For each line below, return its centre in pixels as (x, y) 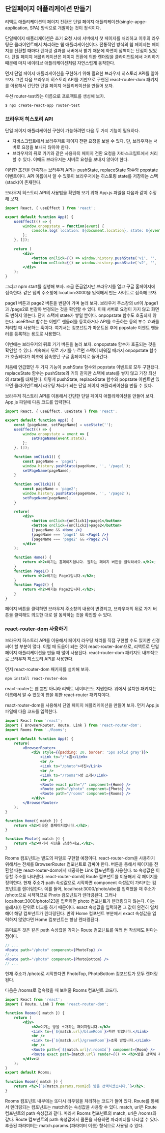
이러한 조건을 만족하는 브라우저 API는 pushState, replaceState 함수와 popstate (82, 170)
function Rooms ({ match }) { (35, 1013)
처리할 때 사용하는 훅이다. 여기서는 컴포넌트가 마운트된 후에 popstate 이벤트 (78, 328)
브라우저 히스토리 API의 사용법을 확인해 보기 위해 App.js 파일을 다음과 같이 (76, 192)
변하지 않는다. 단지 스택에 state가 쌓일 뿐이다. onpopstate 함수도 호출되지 (81, 315)
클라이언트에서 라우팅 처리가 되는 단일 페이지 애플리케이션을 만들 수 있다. (83, 386)
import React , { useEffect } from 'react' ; (50, 208)
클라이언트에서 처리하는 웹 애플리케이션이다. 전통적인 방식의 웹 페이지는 (82, 44)
